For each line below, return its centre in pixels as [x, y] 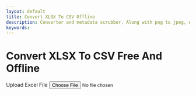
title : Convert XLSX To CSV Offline [50, 17]
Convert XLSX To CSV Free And [84, 56]
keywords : [18, 28]
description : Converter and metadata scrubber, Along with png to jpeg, [96, 22]
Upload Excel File [27, 85]
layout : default [26, 11]
